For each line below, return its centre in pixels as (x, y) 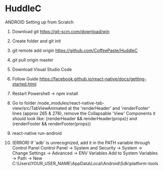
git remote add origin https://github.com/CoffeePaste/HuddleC (75, 50)
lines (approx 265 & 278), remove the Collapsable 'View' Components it (84, 113)
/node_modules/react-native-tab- (71, 103)
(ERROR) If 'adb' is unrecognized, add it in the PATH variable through (81, 143)
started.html (24, 84)
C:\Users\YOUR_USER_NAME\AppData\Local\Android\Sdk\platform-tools (85, 163)
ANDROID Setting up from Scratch (39, 22)
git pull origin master (33, 60)
